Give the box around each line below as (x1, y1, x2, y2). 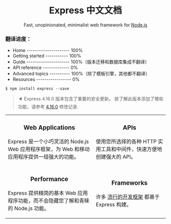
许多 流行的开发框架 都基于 (96, 193, 160, 201)
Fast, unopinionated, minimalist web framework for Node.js (23, 21, 148, 28)
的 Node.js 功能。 (8, 205, 49, 212)
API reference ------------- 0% (12, 65, 78, 71)
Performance (30, 175, 69, 183)
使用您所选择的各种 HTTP (96, 138, 157, 145)
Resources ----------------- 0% (12, 76, 80, 82)
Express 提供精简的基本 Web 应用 (8, 189, 88, 197)
